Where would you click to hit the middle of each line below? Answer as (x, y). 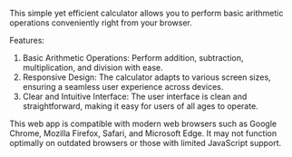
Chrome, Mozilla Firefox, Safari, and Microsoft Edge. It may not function (143, 133)
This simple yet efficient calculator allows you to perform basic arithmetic (146, 13)
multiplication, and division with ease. (92, 68)
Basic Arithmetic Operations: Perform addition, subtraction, (133, 58)
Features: (27, 40)
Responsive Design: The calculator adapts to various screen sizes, (146, 77)
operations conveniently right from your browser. (101, 23)
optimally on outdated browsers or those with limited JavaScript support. (146, 143)
